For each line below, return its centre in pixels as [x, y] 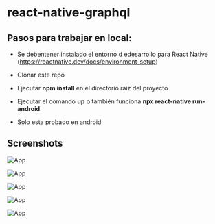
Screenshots [35, 144]
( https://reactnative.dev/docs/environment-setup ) [87, 62]
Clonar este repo [41, 75]
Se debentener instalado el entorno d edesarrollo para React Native [112, 54]
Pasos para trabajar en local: [69, 38]
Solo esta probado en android [59, 122]
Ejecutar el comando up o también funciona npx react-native [104, 101]
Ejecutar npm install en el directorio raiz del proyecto [92, 88]
